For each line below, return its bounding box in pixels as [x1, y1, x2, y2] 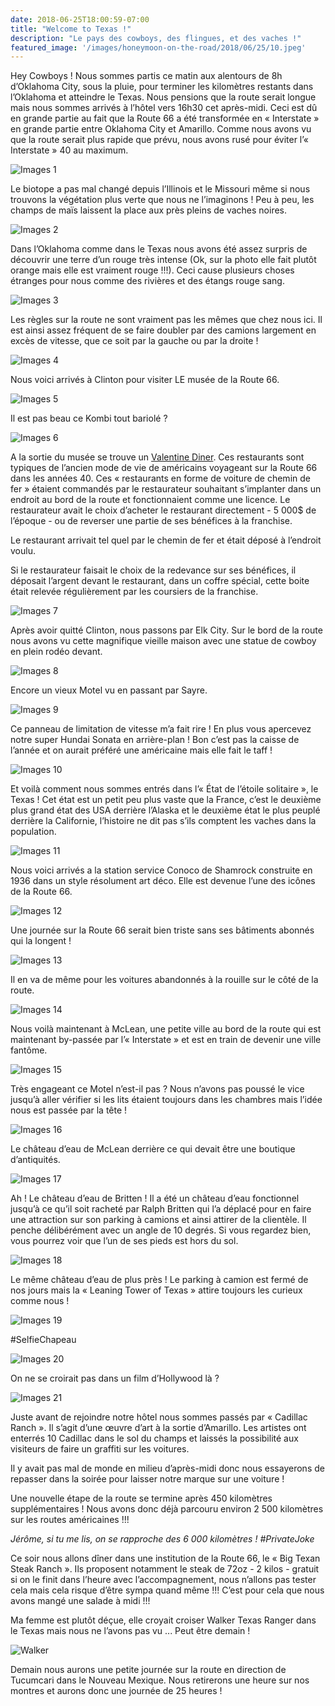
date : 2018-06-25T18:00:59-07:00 [10, 14, 150, 25]
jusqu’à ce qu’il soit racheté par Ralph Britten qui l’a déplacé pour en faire [10, 1203, 312, 1215]
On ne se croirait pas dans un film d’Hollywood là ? [10, 1372, 220, 1385]
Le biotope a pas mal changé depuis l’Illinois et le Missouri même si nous [10, 183, 311, 195]
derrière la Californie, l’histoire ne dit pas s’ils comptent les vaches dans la [10, 815, 317, 827]
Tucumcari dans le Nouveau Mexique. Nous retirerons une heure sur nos [10, 1674, 310, 1686]
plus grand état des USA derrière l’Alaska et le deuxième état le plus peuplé [10, 804, 321, 816]
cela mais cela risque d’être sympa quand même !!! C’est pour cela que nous [10, 1584, 325, 1596]
